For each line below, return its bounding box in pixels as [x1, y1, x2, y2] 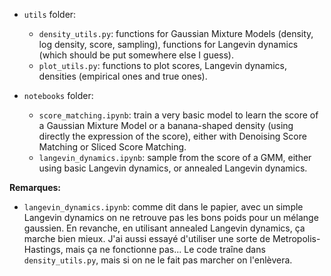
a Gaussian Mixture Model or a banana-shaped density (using [38, 120, 294, 131]
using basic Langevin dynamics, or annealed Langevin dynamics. [38, 162, 308, 174]
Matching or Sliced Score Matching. [38, 141, 187, 153]
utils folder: [23, 9, 77, 20]
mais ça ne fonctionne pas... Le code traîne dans [65, 244, 266, 255]
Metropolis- [272, 233, 321, 244]
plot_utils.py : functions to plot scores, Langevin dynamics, [38, 60, 288, 71]
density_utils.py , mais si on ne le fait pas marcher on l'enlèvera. [23, 254, 293, 266]
